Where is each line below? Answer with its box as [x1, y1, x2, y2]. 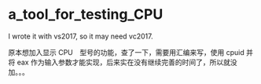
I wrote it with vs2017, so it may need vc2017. [8, 31, 153, 41]
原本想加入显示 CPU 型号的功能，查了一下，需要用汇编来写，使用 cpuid [8, 47, 245, 57]
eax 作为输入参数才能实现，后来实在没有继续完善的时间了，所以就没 [17, 57, 237, 67]
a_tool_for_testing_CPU [8, 5, 164, 24]
